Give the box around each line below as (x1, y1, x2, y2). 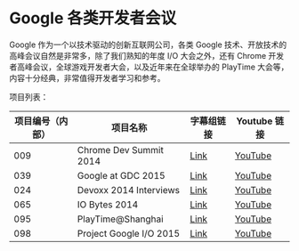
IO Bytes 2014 (77, 198, 139, 210)
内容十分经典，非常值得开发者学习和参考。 (9, 72, 166, 83)
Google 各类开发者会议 (9, 8, 176, 28)
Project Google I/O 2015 (77, 227, 181, 239)
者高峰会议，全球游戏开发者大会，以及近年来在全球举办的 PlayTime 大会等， (9, 61, 289, 72)
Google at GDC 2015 (77, 169, 166, 182)
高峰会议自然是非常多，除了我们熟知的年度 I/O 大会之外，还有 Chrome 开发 (9, 50, 285, 61)
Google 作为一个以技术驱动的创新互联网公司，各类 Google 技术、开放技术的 (9, 39, 287, 50)
